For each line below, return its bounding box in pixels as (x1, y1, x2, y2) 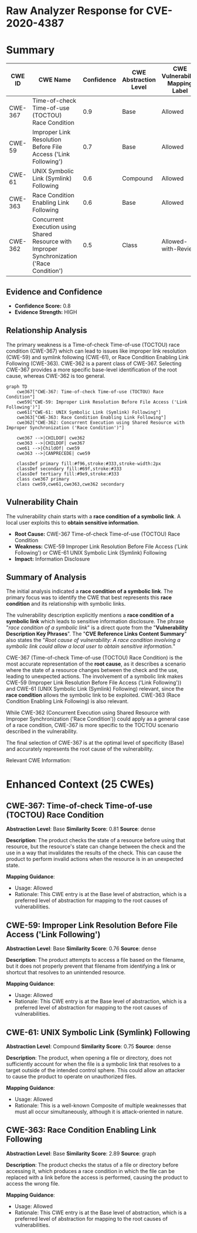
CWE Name (38, 76, 72, 84)
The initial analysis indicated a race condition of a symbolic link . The (6, 588, 174, 595)
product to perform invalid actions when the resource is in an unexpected (6, 856, 184, 863)
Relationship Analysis (6, 326, 87, 336)
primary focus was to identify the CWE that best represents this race (6, 594, 172, 601)
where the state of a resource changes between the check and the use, (6, 667, 179, 674)
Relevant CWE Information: (6, 757, 72, 764)
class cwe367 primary (16, 476, 69, 482)
